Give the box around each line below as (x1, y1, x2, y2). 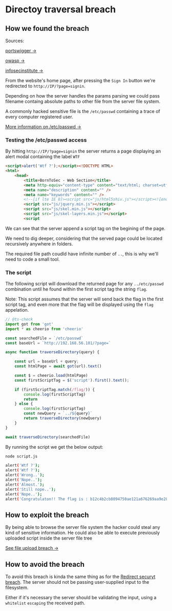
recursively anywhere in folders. (5, 240, 73, 247)
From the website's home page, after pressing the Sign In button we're (5, 78, 156, 83)
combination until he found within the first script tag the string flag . (5, 286, 147, 292)
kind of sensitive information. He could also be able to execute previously (5, 530, 160, 536)
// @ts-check (5, 317, 33, 322)
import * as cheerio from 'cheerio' (5, 326, 83, 332)
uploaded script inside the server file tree (5, 535, 93, 541)
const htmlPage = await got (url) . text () (14, 364, 102, 369)
